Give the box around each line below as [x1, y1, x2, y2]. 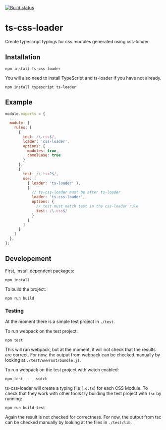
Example [5, 98, 33, 107]
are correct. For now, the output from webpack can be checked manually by [5, 352, 160, 358]
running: [5, 396, 22, 402]
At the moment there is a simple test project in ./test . [5, 319, 115, 324]
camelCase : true [27, 153, 61, 158]
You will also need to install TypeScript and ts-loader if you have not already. [5, 75, 162, 81]
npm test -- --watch [5, 376, 48, 382]
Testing [5, 307, 24, 314]
